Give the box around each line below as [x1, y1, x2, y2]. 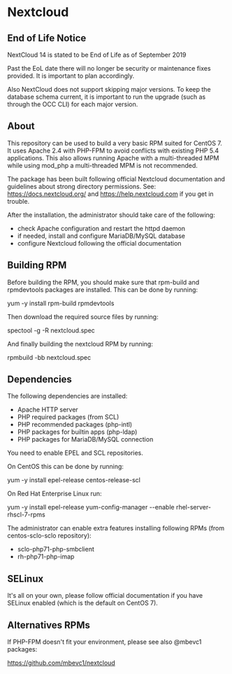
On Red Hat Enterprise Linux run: [7, 489, 103, 498]
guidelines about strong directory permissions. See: [7, 182, 157, 190]
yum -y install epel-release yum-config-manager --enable [7, 503, 175, 512]
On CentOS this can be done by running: [7, 463, 124, 471]
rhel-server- [175, 503, 212, 512]
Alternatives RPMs [7, 619, 91, 631]
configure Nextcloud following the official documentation [17, 239, 182, 247]
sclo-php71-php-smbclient [17, 545, 94, 554]
